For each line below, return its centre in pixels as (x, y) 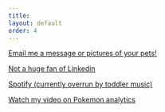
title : (19, 16)
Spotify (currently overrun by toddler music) (81, 84)
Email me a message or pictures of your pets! (82, 54)
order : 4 (23, 30)
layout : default (35, 23)
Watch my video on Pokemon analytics (72, 100)
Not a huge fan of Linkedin (52, 69)
